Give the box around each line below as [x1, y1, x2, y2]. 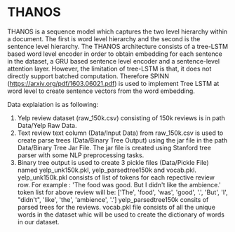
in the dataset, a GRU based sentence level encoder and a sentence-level [7, 57, 220, 65]
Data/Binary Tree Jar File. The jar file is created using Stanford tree [17, 143, 212, 152]
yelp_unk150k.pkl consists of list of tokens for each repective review [17, 173, 215, 182]
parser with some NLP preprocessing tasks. [17, 151, 145, 159]
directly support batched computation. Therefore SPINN [7, 71, 170, 80]
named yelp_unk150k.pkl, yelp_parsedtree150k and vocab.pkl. [17, 166, 196, 174]
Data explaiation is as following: [7, 100, 99, 108]
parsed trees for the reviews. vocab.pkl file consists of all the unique [17, 203, 216, 211]
